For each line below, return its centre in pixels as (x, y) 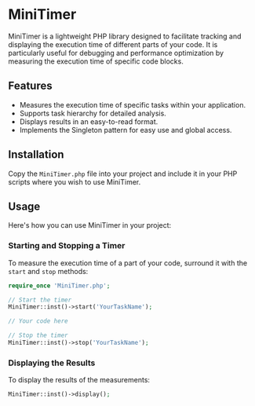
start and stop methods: (48, 271)
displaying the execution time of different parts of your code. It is (113, 44)
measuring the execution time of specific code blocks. (96, 61)
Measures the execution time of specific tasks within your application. (132, 104)
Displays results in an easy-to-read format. (89, 121)
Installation (36, 155)
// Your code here (38, 321)
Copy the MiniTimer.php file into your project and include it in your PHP (123, 174)
